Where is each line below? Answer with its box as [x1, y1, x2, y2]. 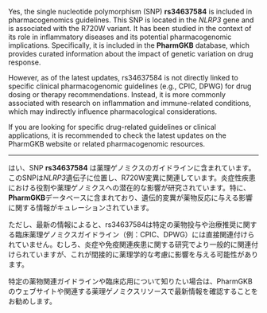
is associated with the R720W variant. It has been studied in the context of [8, 24, 252, 33]
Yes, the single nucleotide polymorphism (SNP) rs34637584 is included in [8, 7, 253, 16]
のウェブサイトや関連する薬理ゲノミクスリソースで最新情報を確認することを [8, 287, 258, 295]
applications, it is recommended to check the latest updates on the [8, 131, 226, 140]
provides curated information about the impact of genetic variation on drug [8, 49, 253, 58]
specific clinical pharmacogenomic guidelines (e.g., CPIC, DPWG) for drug [8, 81, 252, 91]
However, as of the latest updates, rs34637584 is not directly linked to [8, 73, 238, 82]
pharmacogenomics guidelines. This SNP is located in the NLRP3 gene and [8, 15, 254, 25]
